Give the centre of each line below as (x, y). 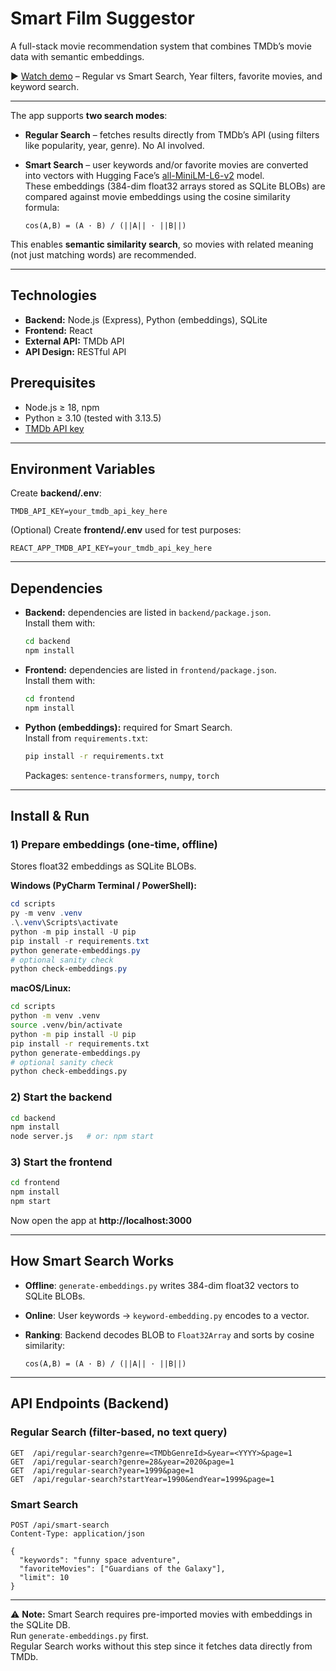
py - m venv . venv (46, 913)
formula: (42, 207)
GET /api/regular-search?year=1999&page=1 (102, 1470)
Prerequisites (53, 383)
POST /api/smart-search (60, 1525)
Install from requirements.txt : (86, 738)
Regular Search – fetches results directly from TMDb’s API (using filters (172, 134)
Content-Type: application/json (77, 1533)
